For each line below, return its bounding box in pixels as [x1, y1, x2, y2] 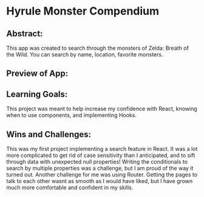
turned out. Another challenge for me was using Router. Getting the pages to [6, 171, 198, 178]
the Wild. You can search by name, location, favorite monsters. [6, 51, 163, 58]
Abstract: [6, 28, 43, 39]
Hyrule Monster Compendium [6, 4, 160, 18]
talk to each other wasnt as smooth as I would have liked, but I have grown [6, 178, 193, 185]
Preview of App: [6, 68, 69, 79]
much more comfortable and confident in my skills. [6, 184, 134, 192]
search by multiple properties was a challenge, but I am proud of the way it [6, 165, 194, 172]
